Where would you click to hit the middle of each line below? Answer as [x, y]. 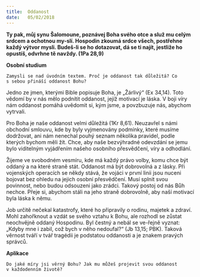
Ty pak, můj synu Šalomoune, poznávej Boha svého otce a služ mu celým [99, 34]
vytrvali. [16, 111]
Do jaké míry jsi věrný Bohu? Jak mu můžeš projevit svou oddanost [92, 264]
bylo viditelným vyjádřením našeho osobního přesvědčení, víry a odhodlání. [99, 148]
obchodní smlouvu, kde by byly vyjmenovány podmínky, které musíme [93, 129]
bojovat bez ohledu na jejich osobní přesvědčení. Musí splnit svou [87, 179]
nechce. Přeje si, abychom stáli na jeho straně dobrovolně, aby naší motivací [100, 191]
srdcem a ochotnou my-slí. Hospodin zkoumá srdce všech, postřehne [94, 41]
